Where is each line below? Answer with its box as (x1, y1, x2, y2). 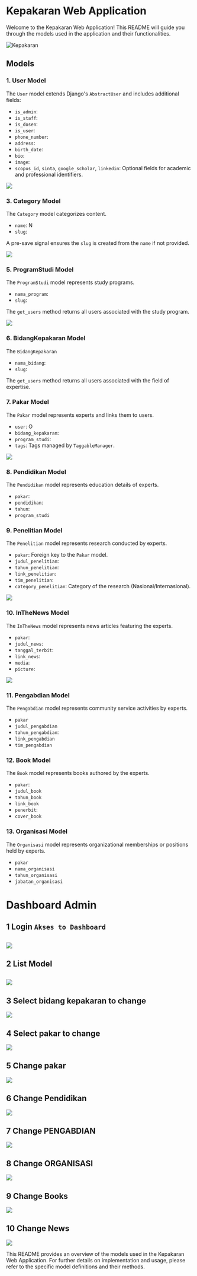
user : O (14, 423, 33, 430)
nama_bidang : (14, 359, 46, 366)
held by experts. (6, 847, 46, 854)
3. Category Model (6, 197, 61, 205)
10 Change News (6, 1223, 70, 1234)
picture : (14, 665, 35, 672)
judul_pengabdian (14, 723, 58, 729)
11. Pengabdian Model (6, 691, 70, 699)
